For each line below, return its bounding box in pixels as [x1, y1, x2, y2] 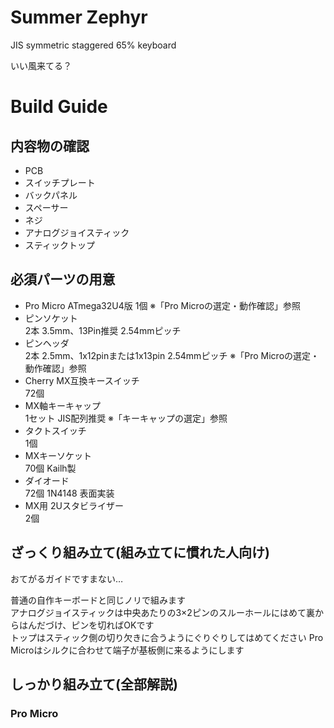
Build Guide [10, 96, 108, 118]
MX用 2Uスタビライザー [24, 499, 124, 511]
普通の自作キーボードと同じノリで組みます [10, 594, 186, 606]
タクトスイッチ [24, 424, 87, 436]
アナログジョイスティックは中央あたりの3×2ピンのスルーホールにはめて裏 [10, 606, 315, 618]
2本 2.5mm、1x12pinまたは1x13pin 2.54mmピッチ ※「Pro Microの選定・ [24, 349, 320, 361]
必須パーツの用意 [10, 271, 116, 288]
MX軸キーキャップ [24, 399, 101, 411]
